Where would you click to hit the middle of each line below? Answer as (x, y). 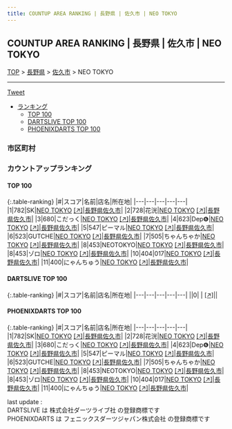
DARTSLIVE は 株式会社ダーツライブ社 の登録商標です (84, 410)
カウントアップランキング (49, 169)
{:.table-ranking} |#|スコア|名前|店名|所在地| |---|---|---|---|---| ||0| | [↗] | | (113, 295)
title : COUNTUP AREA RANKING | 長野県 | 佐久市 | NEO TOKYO (92, 13)
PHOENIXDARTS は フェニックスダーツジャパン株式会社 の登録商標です (109, 419)
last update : (25, 401)
